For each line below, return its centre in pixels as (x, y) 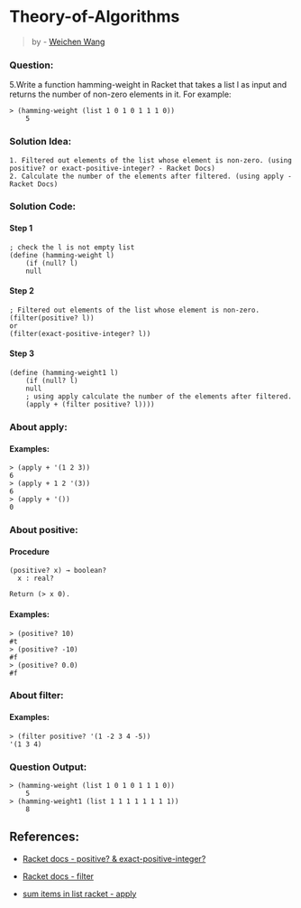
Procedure (29, 551)
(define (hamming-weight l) (62, 255)
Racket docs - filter (58, 876)
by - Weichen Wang (68, 42)
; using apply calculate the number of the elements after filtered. (159, 397)
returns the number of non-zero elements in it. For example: (120, 94)
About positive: (44, 530)
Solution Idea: (41, 142)
